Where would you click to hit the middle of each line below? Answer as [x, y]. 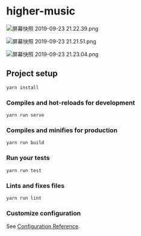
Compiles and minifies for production [62, 130]
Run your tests [28, 158]
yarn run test [24, 170]
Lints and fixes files [36, 185]
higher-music [41, 11]
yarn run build [25, 143]
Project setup [32, 74]
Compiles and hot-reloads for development [71, 103]
